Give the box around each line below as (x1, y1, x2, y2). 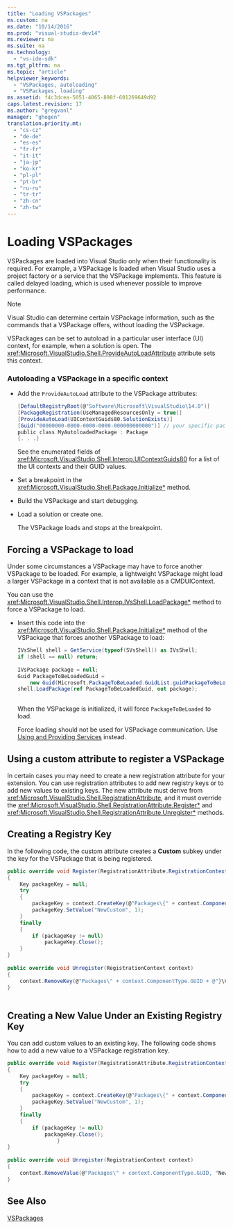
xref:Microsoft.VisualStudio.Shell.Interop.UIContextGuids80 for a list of (17, 455, 220, 463)
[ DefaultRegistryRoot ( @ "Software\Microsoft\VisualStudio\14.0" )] (17, 403, 210, 410)
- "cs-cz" (13, 126, 42, 133)
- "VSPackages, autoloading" (13, 81, 98, 88)
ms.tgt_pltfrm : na (7, 62, 60, 69)
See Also (7, 1196, 46, 1207)
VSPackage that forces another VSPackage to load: (17, 634, 164, 642)
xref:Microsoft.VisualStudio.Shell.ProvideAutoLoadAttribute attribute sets (7, 349, 216, 357)
